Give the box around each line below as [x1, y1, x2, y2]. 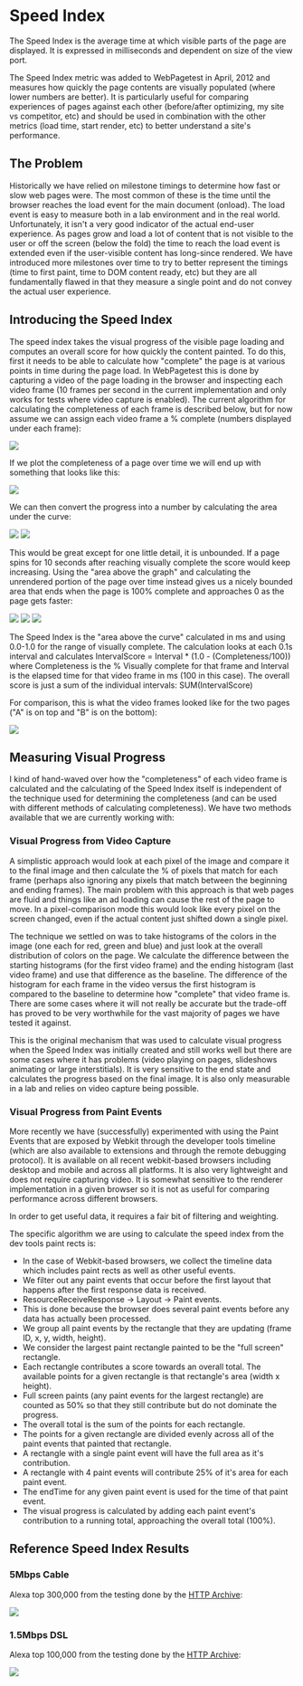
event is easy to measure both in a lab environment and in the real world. [9, 209, 280, 220]
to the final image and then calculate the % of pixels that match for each [9, 865, 279, 876]
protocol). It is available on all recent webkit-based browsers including [9, 1155, 271, 1166]
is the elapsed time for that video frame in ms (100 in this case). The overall [9, 670, 290, 681]
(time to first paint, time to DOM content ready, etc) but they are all [9, 266, 258, 277]
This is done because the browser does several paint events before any [22, 1303, 289, 1314]
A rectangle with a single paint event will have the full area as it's [22, 1447, 264, 1458]
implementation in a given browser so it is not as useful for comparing [9, 1183, 270, 1195]
